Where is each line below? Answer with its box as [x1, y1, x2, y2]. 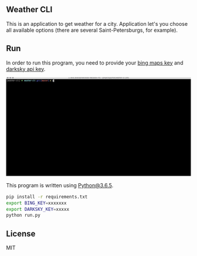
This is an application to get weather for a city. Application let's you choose [6, 20, 188, 27]
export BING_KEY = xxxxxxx [6, 200, 67, 206]
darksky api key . [6, 65, 46, 72]
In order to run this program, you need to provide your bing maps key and [6, 59, 184, 66]
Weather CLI [6, 5, 53, 15]
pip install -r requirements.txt [6, 194, 88, 200]
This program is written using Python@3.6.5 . [6, 181, 114, 188]
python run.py [6, 213, 41, 218]
